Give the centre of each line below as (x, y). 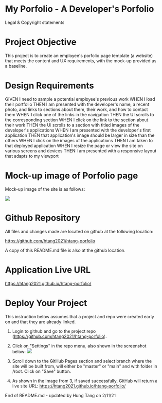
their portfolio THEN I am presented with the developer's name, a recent (77, 104)
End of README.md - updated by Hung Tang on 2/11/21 (60, 395)
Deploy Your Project (46, 303)
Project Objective (41, 42)
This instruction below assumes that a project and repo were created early (80, 316)
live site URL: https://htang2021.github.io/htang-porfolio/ (69, 386)
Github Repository (43, 218)
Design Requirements (50, 86)
